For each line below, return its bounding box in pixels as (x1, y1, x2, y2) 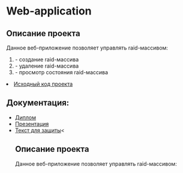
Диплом (14, 113, 37, 121)
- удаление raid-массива (14, 62, 79, 69)
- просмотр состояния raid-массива (14, 69, 109, 76)
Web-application (6, 4, 92, 18)
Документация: (6, 98, 70, 108)
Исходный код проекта (14, 80, 73, 87)
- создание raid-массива (14, 56, 79, 63)
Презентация (14, 120, 49, 127)
